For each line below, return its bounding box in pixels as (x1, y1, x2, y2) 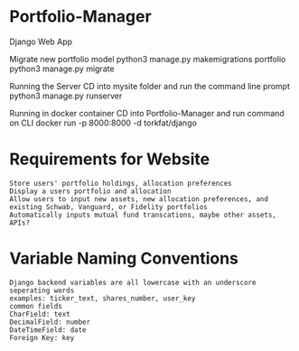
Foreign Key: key (9, 333, 75, 342)
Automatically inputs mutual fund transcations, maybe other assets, (9, 210, 277, 219)
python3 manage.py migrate (9, 63, 115, 74)
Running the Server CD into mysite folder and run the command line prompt (9, 80, 291, 91)
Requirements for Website (9, 149, 210, 170)
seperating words (9, 286, 75, 295)
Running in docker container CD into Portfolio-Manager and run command (9, 107, 285, 118)
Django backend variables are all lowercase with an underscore (9, 278, 257, 287)
